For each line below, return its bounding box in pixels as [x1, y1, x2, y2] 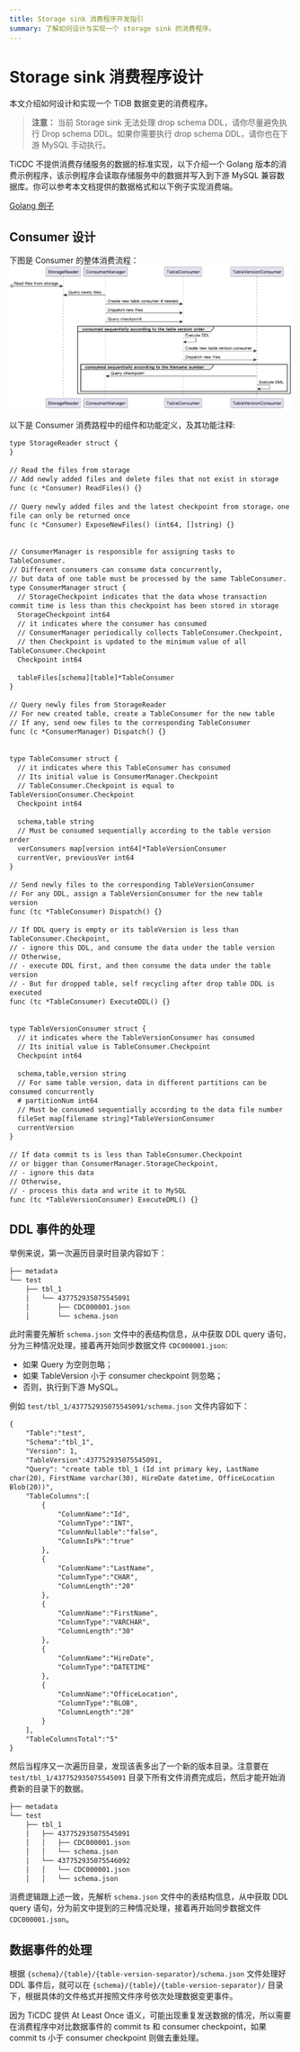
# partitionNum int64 [17, 1096, 99, 1105]
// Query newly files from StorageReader [9, 700, 167, 709]
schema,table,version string [17, 1069, 127, 1078]
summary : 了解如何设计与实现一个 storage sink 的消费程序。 [9, 23, 216, 33]
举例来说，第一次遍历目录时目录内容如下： [9, 1247, 167, 1258]
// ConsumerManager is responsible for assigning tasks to [9, 547, 235, 556]
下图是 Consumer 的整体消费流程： [9, 255, 139, 265]
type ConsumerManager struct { [9, 583, 127, 592]
